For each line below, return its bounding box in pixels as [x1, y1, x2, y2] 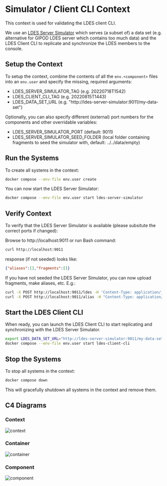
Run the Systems [5, 154, 59, 163]
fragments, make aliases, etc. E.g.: [5, 280, 76, 286]
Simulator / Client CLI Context [5, 3, 130, 15]
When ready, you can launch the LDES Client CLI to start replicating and [5, 321, 153, 327]
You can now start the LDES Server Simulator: [5, 186, 99, 192]
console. [5, 45, 23, 51]
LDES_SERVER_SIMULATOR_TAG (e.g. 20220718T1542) [12, 88, 126, 94]
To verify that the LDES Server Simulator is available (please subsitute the [5, 223, 156, 229]
